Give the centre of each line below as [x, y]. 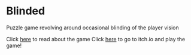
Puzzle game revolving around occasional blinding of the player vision [93, 27]
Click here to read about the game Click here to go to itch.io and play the [96, 39]
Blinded [26, 11]
